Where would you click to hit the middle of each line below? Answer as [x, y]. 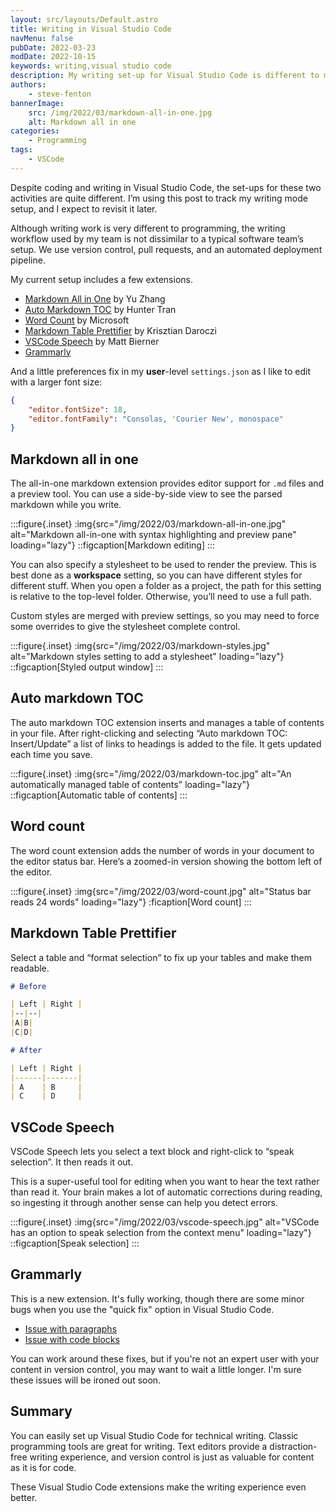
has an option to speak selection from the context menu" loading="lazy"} [161, 1233]
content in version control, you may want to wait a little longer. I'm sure [156, 1369]
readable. [30, 968]
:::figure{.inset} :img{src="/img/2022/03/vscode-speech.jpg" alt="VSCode [165, 1222]
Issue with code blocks [72, 1339]
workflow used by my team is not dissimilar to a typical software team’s [157, 238]
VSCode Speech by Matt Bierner [92, 341]
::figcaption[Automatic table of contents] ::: [99, 795]
